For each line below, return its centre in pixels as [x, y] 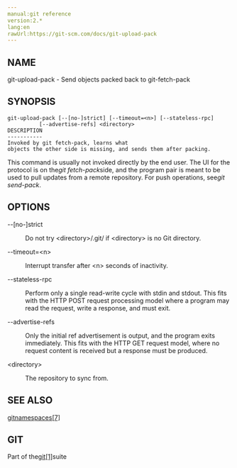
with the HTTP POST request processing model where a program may [127, 300]
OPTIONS [29, 207]
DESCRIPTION [25, 130]
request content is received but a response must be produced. [116, 350]
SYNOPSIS [32, 102]
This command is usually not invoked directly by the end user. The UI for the [119, 162]
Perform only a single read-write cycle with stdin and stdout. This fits [126, 293]
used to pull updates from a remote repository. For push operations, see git [116, 177]
